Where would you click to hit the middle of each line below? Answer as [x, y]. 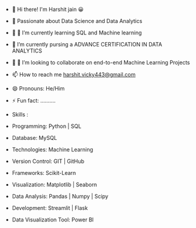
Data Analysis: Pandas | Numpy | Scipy [60, 196]
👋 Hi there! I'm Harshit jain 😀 [48, 9]
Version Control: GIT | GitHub [48, 161]
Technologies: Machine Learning [52, 150]
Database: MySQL [34, 138]
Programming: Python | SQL [47, 126]
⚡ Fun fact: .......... [34, 100]
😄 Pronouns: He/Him [38, 88]
